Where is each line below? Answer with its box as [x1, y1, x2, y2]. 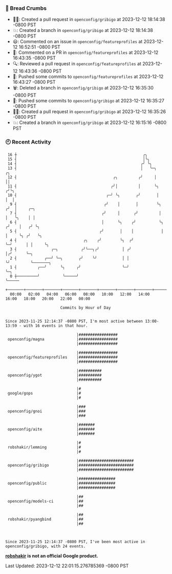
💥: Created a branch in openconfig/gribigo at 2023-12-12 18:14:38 [12, 27, 154, 33]
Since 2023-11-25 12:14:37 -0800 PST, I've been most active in [5, 539, 145, 544]
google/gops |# [7, 390, 81, 396]
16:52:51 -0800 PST [18, 44, 60, 50]
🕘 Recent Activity [5, 138, 51, 146]
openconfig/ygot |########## [7, 372, 102, 378]
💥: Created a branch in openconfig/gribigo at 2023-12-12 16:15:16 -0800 [12, 119, 167, 125]
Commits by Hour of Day [60, 305, 111, 310]
